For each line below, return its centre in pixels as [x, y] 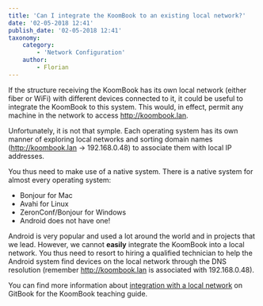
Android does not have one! [65, 220]
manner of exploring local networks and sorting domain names [111, 139]
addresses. [27, 156]
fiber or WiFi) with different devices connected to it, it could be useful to [126, 98]
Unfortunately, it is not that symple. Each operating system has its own [123, 130]
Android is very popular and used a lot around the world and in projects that [132, 236]
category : [39, 45]
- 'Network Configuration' [81, 52]
